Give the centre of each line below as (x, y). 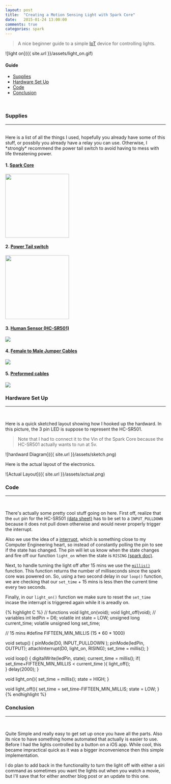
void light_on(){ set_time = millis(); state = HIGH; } (57, 679)
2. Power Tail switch (27, 247)
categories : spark (25, 29)
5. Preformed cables (27, 374)
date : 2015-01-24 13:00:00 (36, 19)
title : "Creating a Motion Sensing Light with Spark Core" (70, 15)
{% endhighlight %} (26, 695)
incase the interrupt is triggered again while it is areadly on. (67, 603)
